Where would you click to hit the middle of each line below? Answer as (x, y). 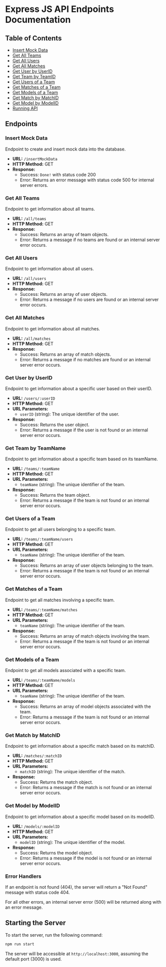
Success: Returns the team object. (55, 495)
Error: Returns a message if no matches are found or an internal (85, 359)
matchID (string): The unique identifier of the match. (73, 772)
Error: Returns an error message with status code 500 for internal (87, 180)
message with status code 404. (38, 892)
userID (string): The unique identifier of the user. (70, 414)
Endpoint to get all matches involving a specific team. (60, 600)
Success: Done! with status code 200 (58, 174)
